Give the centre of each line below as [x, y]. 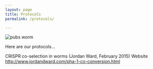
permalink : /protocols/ [30, 19]
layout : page [19, 10]
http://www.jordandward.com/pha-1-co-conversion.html [63, 62]
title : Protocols [23, 14]
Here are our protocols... [30, 47]
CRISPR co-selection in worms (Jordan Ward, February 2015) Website [76, 56]
